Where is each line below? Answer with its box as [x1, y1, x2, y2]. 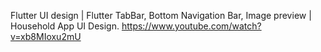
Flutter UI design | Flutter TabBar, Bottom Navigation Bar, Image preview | [10, 10, 312, 21]
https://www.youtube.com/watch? [121, 20, 262, 32]
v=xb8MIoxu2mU [10, 31, 82, 42]
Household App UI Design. [10, 20, 120, 32]
